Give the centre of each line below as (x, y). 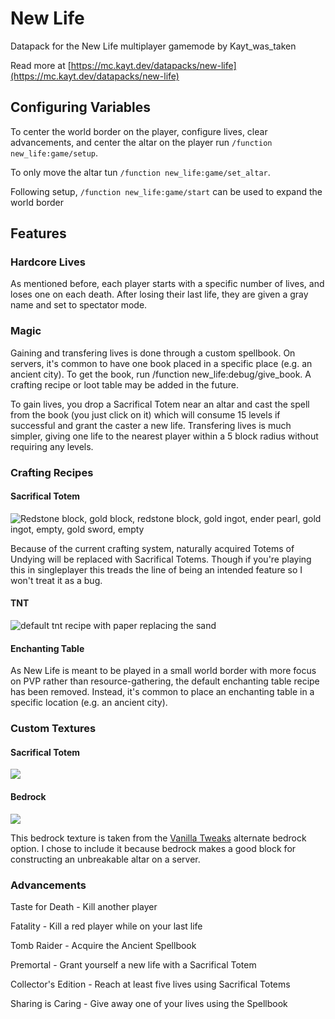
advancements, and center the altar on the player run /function (141, 142)
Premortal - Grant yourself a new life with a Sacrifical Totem (133, 964)
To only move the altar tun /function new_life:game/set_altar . (140, 172)
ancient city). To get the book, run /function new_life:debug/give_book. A (161, 374)
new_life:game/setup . (54, 153)
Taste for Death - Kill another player (84, 906)
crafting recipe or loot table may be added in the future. (124, 384)
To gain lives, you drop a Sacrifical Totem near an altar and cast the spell (160, 404)
